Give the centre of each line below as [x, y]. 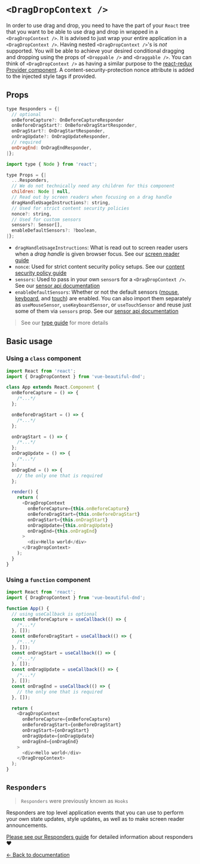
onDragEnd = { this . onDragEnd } [62, 531]
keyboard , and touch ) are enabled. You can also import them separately [103, 298]
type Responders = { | [33, 109]
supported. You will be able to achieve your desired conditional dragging [96, 51]
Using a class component [44, 358]
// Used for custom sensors [47, 220]
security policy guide [41, 273]
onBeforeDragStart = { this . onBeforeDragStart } [84, 514]
